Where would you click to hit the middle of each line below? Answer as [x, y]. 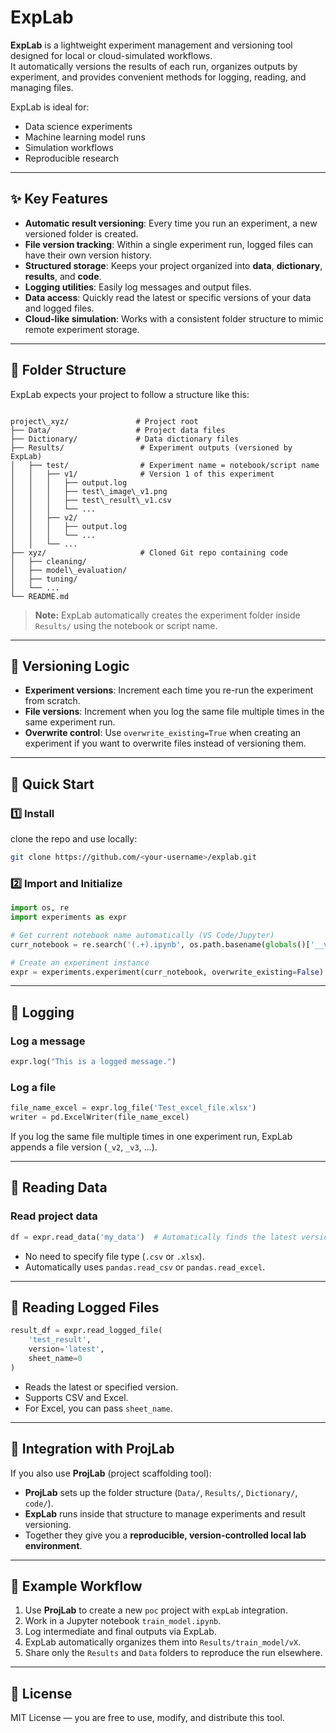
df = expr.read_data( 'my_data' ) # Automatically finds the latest [154, 1237]
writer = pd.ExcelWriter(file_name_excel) [100, 1117]
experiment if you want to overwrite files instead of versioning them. [165, 743]
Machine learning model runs [85, 137]
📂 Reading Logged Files [85, 1307]
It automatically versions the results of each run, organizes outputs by [154, 66]
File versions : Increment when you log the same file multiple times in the [174, 712]
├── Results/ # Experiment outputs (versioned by [151, 447]
